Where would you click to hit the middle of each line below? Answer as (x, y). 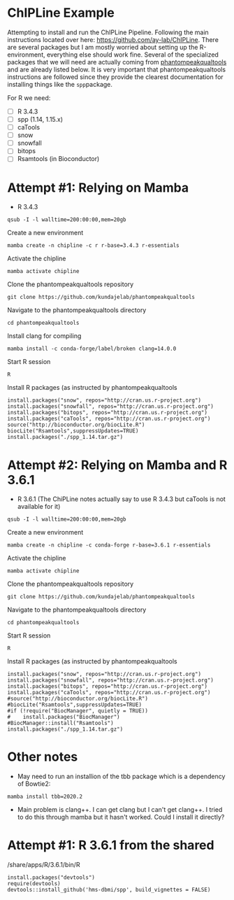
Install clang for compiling (44, 336)
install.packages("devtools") (51, 878)
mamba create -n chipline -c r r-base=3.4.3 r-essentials (93, 246)
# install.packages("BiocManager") (64, 717)
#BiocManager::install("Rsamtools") (60, 723)
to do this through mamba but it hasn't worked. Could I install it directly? (121, 817)
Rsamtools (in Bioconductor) (58, 159)
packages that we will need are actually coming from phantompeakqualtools (117, 62)
